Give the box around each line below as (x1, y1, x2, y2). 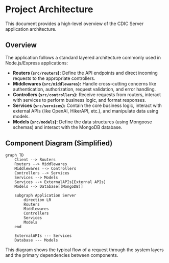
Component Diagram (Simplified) (5, 139, 113, 148)
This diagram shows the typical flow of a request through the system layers (5, 247, 164, 253)
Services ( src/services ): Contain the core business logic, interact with (12, 102, 162, 108)
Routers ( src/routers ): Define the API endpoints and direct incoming (12, 70, 158, 76)
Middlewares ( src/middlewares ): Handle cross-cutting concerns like (12, 80, 157, 86)
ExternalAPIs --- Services (14, 233, 72, 238)
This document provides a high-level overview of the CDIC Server (5, 20, 144, 27)
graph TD (5, 152, 24, 158)
